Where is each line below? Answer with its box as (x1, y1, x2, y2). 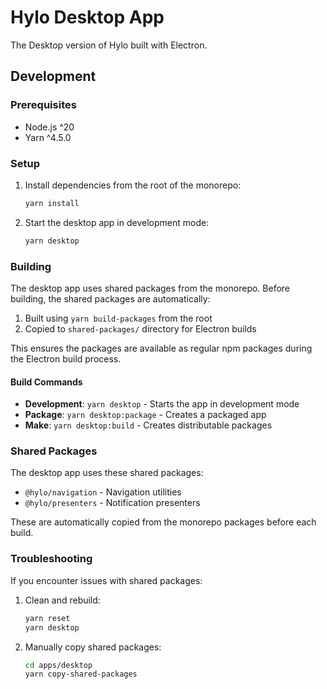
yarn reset (24, 613, 71, 623)
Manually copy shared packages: (24, 641, 162, 653)
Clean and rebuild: (24, 594, 101, 606)
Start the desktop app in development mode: (24, 216, 210, 228)
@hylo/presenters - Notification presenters (24, 497, 201, 509)
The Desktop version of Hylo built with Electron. (10, 39, 208, 51)
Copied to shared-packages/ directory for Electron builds (24, 322, 257, 335)
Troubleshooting (10, 552, 93, 566)
